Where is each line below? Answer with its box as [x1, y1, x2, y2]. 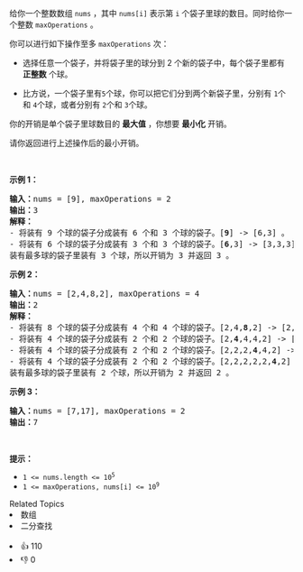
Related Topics [9, 499, 65, 509]
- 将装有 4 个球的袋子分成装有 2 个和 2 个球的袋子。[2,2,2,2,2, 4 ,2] [9, 356, 291, 366]
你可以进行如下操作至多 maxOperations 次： [9, 39, 170, 49]
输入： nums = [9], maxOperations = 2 [9, 194, 171, 204]
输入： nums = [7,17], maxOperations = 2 [9, 406, 186, 416]
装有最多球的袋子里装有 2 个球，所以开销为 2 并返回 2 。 [9, 368, 234, 377]
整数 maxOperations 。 [16, 19, 98, 30]
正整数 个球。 [22, 69, 73, 79]
